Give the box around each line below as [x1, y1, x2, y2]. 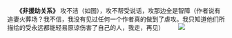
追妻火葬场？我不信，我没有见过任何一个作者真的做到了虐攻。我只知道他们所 [7, 15, 225, 23]
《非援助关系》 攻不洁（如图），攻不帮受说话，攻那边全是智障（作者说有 [19, 7, 221, 14]
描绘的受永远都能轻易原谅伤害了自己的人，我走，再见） [7, 24, 164, 31]
